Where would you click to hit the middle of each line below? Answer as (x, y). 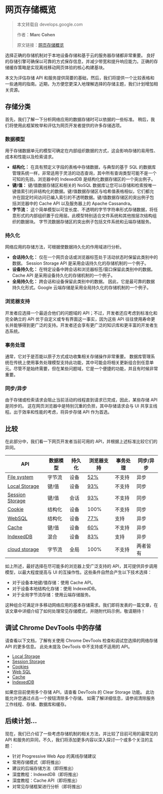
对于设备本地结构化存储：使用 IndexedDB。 (56, 589)
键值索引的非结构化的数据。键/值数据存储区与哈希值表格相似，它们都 (81, 191)
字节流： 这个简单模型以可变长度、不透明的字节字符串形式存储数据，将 (83, 210)
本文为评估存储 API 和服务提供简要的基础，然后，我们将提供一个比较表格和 (80, 78)
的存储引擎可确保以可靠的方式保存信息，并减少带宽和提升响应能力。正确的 (79, 61)
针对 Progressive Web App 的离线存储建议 (54, 756)
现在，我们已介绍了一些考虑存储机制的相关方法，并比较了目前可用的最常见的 (81, 733)
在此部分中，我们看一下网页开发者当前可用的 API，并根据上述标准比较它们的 (81, 441)
